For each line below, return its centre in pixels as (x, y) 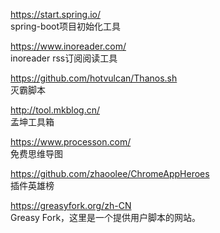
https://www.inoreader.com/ (68, 46)
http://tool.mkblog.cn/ (55, 110)
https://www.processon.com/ (71, 142)
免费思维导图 (36, 153)
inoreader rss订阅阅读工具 (64, 58)
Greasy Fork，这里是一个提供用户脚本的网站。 (106, 217)
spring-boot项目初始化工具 (65, 26)
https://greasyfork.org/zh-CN (71, 205)
